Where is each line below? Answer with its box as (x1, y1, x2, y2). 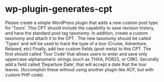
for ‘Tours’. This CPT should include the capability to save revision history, (5, 25, 155, 30)
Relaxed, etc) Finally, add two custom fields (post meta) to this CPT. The (5, 46, 151, 52)
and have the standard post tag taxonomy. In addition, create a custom (5, 30, 148, 36)
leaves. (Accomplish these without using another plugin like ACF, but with (5, 66, 154, 72)
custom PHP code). (5, 72, 45, 78)
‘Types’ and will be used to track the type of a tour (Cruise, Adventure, (5, 40, 147, 46)
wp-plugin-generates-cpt (5, 3, 112, 15)
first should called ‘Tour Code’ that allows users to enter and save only (5, 51, 148, 57)
